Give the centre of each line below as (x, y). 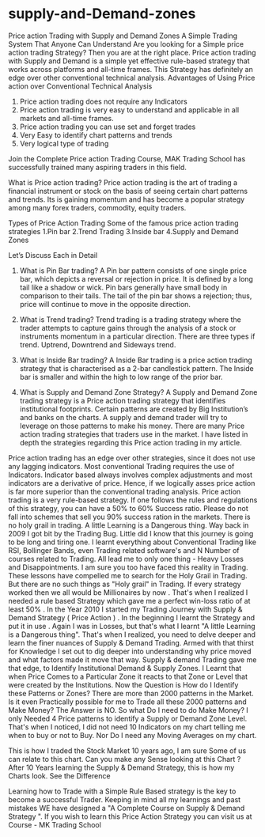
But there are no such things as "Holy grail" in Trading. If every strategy (125, 584)
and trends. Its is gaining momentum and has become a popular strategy (127, 199)
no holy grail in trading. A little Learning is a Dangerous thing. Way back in (129, 525)
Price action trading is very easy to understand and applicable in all (129, 110)
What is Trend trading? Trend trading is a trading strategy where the (130, 319)
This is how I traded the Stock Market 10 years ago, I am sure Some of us (127, 750)
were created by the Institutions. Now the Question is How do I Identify (123, 684)
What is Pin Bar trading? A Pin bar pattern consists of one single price (133, 271)
